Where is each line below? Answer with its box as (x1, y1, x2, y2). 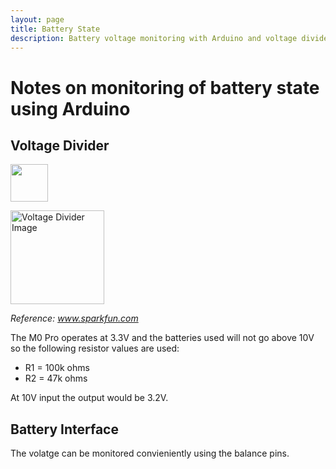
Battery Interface (10, 421, 119, 438)
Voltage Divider (10, 137, 110, 154)
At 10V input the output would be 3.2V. (10, 392, 169, 404)
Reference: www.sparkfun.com (10, 312, 139, 325)
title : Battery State (10, 24, 101, 34)
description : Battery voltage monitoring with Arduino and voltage (10, 33, 298, 43)
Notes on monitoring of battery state (10, 76, 320, 99)
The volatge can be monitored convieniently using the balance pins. (10, 447, 290, 460)
